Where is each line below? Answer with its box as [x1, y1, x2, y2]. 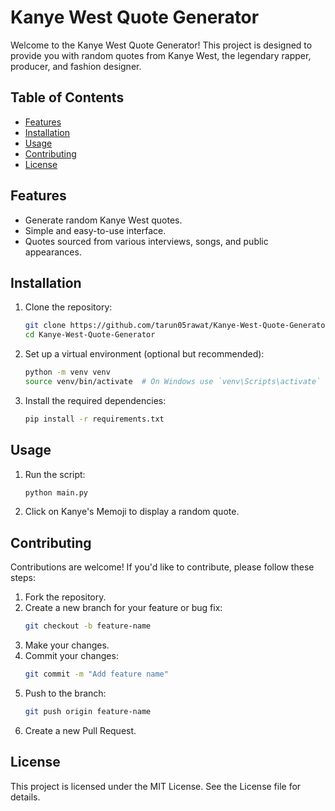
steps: [10, 572, 36, 584]
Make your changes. [24, 639, 110, 651]
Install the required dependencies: [24, 394, 167, 406]
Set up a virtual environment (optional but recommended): [24, 348, 265, 360]
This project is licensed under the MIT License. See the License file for [10, 780, 302, 792]
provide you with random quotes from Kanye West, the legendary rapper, [10, 49, 312, 61]
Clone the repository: [24, 301, 113, 313]
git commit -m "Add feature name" [24, 669, 169, 680]
